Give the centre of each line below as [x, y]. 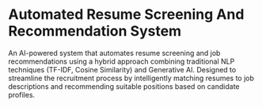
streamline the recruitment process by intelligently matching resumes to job [131, 78]
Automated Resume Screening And [126, 15]
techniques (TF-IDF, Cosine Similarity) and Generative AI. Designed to [122, 69]
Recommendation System [95, 31]
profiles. [22, 94]
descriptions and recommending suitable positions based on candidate [124, 86]
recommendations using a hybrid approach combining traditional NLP [122, 61]
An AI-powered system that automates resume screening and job [114, 53]
